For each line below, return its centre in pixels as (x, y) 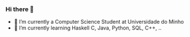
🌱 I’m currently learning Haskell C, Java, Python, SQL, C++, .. (88, 28)
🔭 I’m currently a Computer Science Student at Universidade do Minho (99, 22)
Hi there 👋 (20, 9)
